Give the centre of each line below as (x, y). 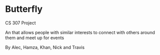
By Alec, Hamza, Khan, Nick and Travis (45, 47)
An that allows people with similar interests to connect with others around (80, 32)
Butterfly (24, 9)
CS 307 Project (21, 23)
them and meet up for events (35, 38)
